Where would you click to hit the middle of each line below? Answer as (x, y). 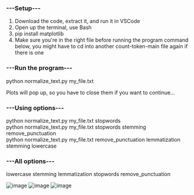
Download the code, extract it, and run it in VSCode (77, 21)
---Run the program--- (39, 68)
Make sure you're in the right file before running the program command (101, 40)
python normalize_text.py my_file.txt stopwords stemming (76, 127)
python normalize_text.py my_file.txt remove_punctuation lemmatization (93, 139)
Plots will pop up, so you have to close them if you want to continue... (91, 92)
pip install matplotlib (39, 34)
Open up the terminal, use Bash (53, 27)
